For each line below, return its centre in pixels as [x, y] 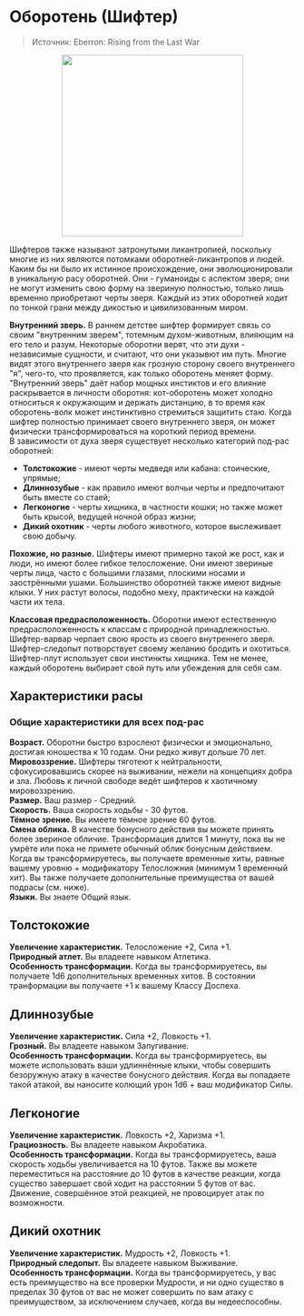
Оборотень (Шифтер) [94, 17]
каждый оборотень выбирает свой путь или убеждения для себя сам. [146, 668]
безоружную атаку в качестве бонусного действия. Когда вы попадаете [150, 1075]
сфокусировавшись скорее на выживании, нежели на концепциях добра [151, 771]
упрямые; [41, 477]
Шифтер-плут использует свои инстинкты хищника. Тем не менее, [139, 658]
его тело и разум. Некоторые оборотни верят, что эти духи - [127, 344]
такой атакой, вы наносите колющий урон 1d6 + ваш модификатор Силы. [151, 1085]
